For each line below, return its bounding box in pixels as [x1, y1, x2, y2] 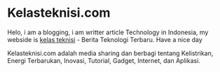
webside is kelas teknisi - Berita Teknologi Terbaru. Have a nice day [7, 35, 203, 43]
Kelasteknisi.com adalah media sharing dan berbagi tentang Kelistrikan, [7, 49, 214, 57]
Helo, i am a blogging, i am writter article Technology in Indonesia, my [7, 28, 209, 36]
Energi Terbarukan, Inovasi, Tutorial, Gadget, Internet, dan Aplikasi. [7, 56, 201, 64]
